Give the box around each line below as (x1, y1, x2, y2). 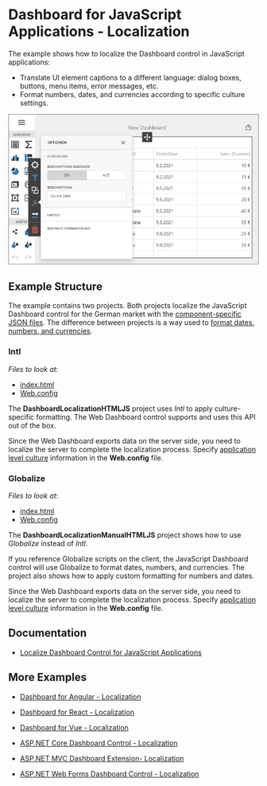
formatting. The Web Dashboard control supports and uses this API (36, 412, 256, 421)
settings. (19, 98, 49, 108)
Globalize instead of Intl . (8, 538, 88, 548)
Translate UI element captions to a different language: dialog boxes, (19, 72, 242, 82)
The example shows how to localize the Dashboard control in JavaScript (8, 49, 245, 58)
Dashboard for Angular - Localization (19, 691, 141, 702)
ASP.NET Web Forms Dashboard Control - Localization (19, 768, 199, 778)
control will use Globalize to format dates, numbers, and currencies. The (8, 562, 245, 572)
